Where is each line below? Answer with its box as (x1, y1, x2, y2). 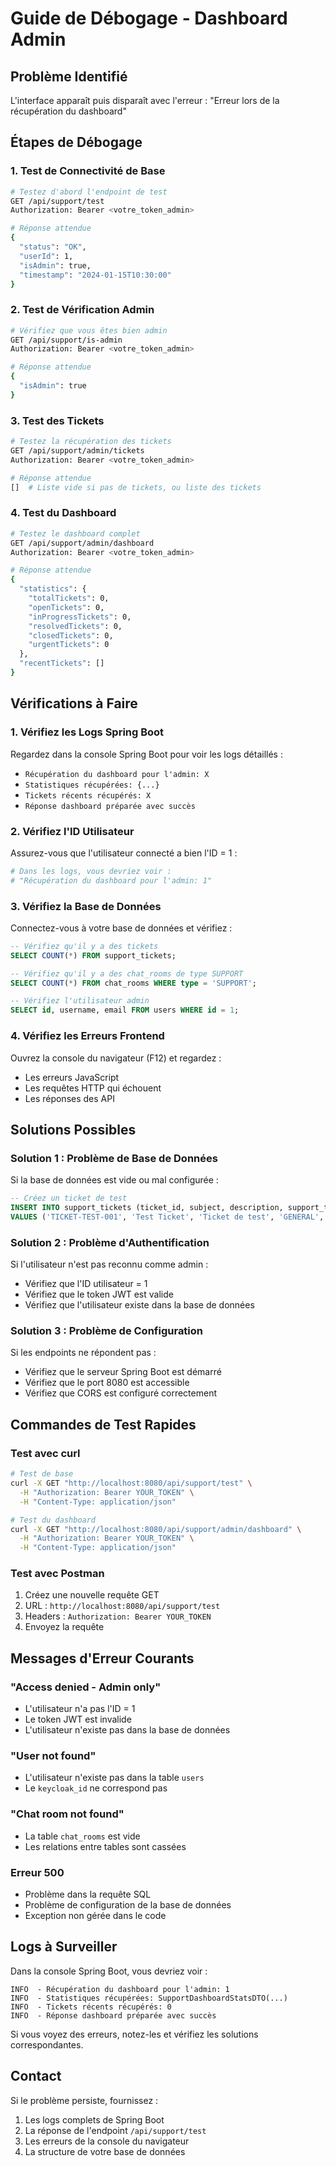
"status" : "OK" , (19, 242, 87, 252)
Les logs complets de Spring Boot (24, 2113, 165, 2126)
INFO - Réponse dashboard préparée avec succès (10, 2010, 217, 2021)
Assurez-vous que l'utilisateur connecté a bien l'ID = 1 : (10, 847, 238, 859)
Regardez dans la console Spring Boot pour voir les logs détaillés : (10, 748, 283, 760)
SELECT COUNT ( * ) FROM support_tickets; (10, 950, 177, 961)
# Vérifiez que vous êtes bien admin (10, 325, 168, 336)
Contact (10, 2068, 62, 2085)
